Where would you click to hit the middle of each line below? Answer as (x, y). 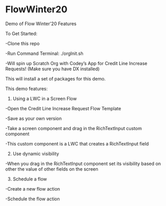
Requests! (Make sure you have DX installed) (53, 69)
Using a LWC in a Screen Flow (45, 98)
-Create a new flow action (33, 189)
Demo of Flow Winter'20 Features (41, 24)
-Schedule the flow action (33, 199)
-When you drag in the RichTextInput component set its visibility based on (83, 163)
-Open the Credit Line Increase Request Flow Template (63, 108)
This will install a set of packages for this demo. (56, 78)
